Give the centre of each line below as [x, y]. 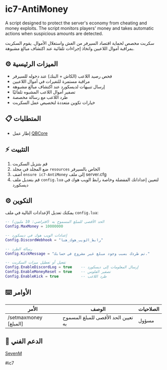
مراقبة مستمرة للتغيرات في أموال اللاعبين [51, 81]
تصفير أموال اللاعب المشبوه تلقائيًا [44, 92]
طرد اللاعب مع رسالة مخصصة [40, 97]
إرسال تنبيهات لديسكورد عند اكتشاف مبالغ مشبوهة [59, 87]
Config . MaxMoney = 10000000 [34, 227]
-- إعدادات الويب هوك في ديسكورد [36, 235]
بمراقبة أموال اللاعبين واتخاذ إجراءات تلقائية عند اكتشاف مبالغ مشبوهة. [70, 48]
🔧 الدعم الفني [24, 341]
